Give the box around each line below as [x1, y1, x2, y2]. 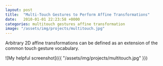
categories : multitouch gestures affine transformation [5, 21, 125, 27]
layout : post [5, 7, 33, 13]
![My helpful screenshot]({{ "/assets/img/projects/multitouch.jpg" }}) [5, 55, 148, 61]
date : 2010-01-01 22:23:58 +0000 [5, 17, 80, 22]
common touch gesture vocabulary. [5, 45, 79, 51]
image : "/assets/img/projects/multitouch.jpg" [5, 26, 105, 31]
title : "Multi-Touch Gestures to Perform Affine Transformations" [5, 12, 150, 17]
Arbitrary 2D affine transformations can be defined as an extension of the [5, 40, 158, 46]
